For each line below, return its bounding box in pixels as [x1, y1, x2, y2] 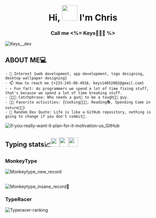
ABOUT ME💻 [5, 56, 47, 64]
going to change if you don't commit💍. [5, 114, 87, 119]
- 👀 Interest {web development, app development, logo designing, [5, 72, 145, 77]
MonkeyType [5, 157, 38, 164]
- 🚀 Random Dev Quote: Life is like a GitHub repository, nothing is [5, 110, 152, 115]
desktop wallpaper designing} [5, 76, 68, 81]
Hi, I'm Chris [48, 12, 117, 23]
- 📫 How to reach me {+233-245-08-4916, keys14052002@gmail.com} [5, 81, 144, 86]
